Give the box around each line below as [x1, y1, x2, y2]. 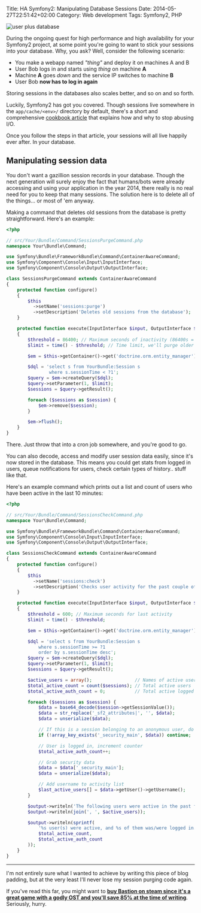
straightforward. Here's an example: [6, 215, 95, 222]
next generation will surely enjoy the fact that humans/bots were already [6, 178, 185, 185]
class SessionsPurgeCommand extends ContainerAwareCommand [6, 276, 157, 282]
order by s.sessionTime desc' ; [38, 649, 117, 655]
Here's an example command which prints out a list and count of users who [6, 483, 193, 491]
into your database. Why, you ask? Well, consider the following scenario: [6, 47, 185, 55]
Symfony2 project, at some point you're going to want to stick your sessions [6, 41, 194, 48]
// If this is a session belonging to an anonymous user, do [38, 727, 194, 733]
